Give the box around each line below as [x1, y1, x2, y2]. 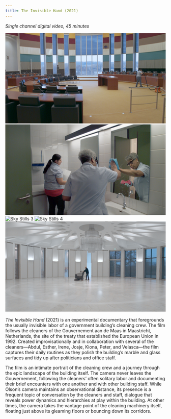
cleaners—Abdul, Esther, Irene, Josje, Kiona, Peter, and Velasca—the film [5, 344, 159, 350]
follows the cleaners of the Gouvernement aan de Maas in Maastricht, [5, 328, 152, 334]
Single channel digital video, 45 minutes [5, 23, 90, 29]
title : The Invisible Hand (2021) [5, 8, 79, 13]
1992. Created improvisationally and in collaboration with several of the [5, 338, 154, 344]
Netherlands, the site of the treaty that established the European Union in [5, 333, 159, 339]
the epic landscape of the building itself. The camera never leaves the [5, 370, 152, 376]
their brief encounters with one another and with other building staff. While [5, 381, 162, 387]
